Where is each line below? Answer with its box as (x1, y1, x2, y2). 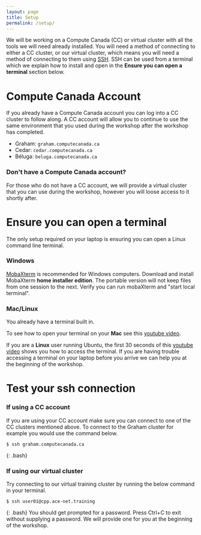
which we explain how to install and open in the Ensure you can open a (6, 62, 182, 69)
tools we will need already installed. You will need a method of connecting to (6, 43, 196, 50)
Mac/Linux (6, 304, 38, 313)
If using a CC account (6, 403, 70, 412)
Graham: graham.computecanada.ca (14, 140, 100, 147)
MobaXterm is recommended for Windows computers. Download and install (6, 270, 194, 277)
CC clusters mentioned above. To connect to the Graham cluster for (6, 423, 174, 430)
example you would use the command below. (6, 429, 118, 436)
